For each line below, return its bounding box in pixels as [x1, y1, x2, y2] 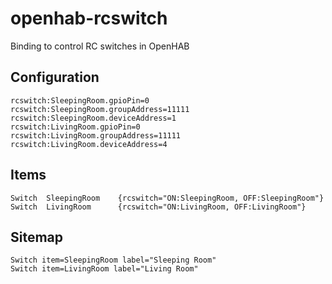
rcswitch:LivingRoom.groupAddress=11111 [10, 130, 182, 141]
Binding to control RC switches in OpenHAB [10, 40, 190, 52]
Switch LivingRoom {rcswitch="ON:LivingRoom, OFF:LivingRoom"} [10, 202, 307, 212]
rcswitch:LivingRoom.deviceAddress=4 [10, 139, 168, 149]
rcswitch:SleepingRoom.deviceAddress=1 [10, 113, 177, 123]
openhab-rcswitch [10, 7, 168, 30]
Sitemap [10, 228, 64, 246]
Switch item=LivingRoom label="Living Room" [10, 264, 199, 274]
